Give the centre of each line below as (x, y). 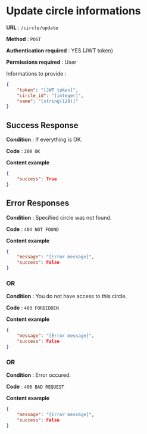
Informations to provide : (36, 73)
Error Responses (38, 203)
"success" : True (37, 179)
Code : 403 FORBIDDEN (33, 308)
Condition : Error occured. (39, 375)
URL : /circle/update (32, 27)
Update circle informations (73, 11)
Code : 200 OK (23, 151)
